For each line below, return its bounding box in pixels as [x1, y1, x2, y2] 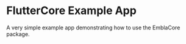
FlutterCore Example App [6, 4, 137, 18]
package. [6, 30, 30, 37]
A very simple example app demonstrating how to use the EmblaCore [6, 24, 181, 31]
